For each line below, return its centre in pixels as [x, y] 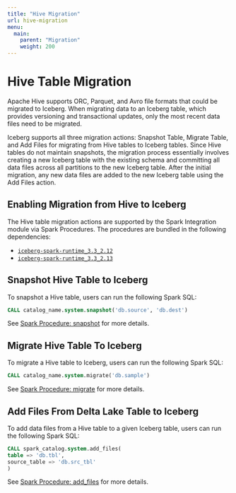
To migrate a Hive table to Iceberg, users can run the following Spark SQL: [116, 363]
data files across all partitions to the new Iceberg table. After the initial [109, 167]
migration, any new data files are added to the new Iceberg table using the [116, 174]
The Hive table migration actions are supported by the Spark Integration [112, 221]
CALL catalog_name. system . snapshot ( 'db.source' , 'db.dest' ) [98, 310]
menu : [15, 27]
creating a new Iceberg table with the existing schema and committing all [114, 160]
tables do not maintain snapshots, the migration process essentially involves [118, 152]
